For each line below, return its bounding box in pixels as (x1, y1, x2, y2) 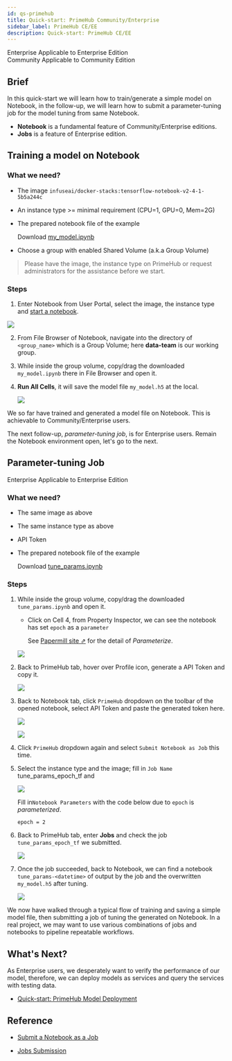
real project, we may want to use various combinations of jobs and (7, 920, 197, 929)
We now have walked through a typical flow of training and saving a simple (7, 906, 221, 914)
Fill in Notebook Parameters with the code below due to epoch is (17, 798, 195, 807)
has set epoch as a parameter (27, 623, 109, 632)
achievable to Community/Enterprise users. (7, 416, 131, 425)
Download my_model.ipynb (17, 233, 95, 241)
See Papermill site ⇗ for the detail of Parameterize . (27, 636, 173, 645)
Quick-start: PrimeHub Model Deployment (17, 995, 137, 1003)
